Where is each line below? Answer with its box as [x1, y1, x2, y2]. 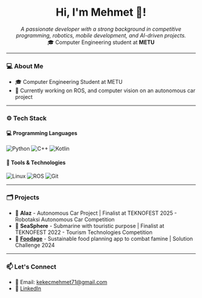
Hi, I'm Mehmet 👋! [55, 5, 147, 19]
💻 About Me [6, 62, 44, 70]
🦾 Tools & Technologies [6, 159, 66, 166]
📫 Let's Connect [6, 262, 57, 271]
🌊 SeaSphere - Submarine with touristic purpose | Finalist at [14, 222, 165, 229]
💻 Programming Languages [6, 129, 78, 136]
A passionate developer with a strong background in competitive [20, 25, 182, 33]
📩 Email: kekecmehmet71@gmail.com [14, 279, 108, 286]
